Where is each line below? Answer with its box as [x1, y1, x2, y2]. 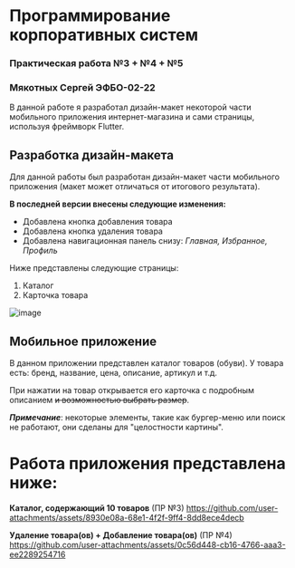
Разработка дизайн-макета [9, 147, 175, 163]
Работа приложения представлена [9, 454, 287, 474]
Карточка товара [22, 290, 89, 301]
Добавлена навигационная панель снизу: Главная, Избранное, [22, 236, 268, 246]
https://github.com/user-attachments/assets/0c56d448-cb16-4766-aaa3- [9, 539, 287, 550]
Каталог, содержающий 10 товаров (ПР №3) [9, 502, 185, 513]
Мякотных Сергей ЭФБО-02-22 [9, 82, 156, 94]
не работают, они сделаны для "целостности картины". [9, 422, 224, 433]
